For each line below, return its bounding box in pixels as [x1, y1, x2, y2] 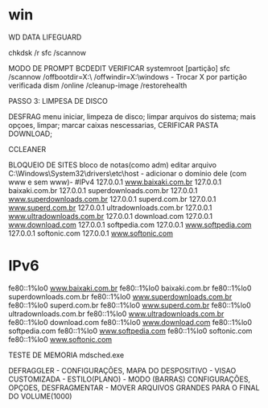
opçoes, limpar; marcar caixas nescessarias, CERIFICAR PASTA [8, 120, 219, 130]
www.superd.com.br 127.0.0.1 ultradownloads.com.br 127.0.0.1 [8, 203, 212, 212]
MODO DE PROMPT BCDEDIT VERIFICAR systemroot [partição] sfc [8, 63, 231, 73]
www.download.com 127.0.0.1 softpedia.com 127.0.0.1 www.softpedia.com [8, 220, 252, 229]
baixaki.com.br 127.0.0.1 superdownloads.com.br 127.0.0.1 [8, 185, 198, 195]
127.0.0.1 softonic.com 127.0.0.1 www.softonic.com [8, 228, 173, 238]
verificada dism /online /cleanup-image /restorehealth [8, 80, 188, 90]
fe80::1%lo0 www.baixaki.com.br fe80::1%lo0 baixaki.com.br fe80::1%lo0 [8, 283, 252, 293]
